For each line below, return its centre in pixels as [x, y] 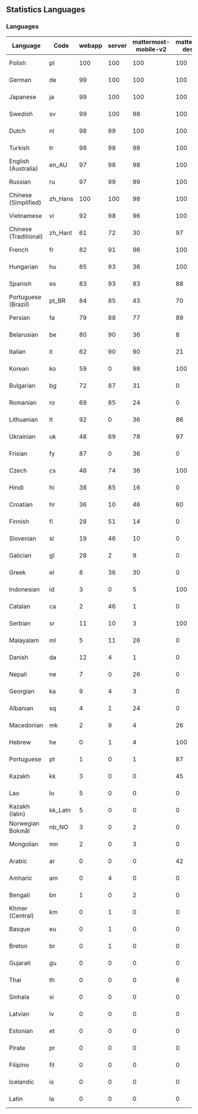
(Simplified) [25, 202]
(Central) [22, 916]
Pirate [17, 1048]
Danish [19, 657]
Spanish [20, 284]
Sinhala [19, 996]
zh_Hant [61, 233]
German [20, 80]
